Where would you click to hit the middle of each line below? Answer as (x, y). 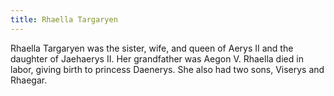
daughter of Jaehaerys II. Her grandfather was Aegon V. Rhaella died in (157, 58)
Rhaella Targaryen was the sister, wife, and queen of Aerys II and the (152, 48)
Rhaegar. (29, 80)
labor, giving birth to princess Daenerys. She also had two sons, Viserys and (167, 69)
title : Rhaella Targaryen (64, 19)
